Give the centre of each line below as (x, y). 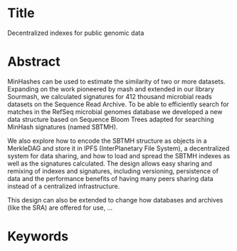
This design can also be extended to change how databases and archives (115, 200)
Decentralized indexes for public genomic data (76, 33)
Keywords (38, 236)
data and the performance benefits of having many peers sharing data (110, 178)
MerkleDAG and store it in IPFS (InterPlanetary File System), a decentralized (118, 148)
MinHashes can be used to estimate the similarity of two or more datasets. (116, 81)
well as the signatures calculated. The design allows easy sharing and (110, 163)
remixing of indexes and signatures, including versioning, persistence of (113, 171)
